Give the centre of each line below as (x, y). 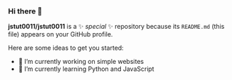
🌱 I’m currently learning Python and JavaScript (86, 69)
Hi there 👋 (25, 11)
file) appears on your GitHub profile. (60, 34)
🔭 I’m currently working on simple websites (81, 62)
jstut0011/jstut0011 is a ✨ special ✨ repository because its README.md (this (116, 27)
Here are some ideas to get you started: (66, 48)
